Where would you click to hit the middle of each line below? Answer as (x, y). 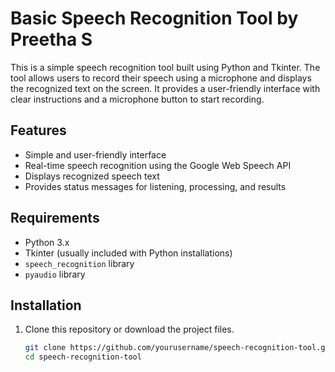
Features (38, 130)
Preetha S (51, 39)
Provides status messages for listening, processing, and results (155, 186)
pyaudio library (55, 274)
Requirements (55, 218)
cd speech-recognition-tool (83, 357)
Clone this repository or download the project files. (129, 329)
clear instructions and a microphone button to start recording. (137, 99)
